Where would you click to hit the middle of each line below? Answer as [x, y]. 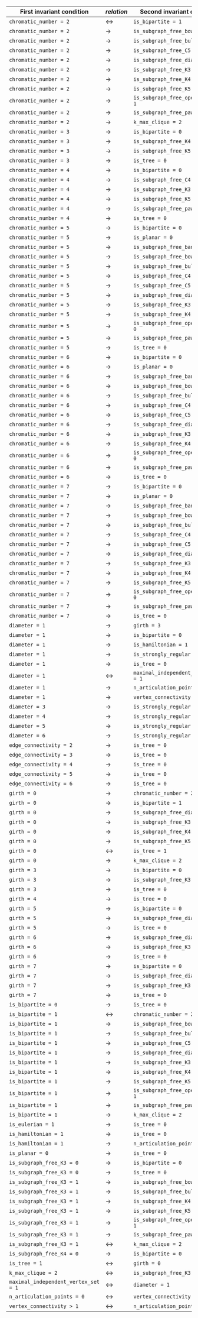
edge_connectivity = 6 [41, 784]
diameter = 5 [27, 726]
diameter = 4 [27, 716]
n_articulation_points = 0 [47, 1296]
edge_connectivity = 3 [41, 755]
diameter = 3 [27, 707]
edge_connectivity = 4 [41, 764]
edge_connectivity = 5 [41, 774]
